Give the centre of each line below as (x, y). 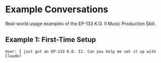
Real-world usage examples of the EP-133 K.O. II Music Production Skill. (81, 24)
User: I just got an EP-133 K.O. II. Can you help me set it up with (81, 51)
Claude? (14, 56)
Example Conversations (57, 9)
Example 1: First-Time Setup (51, 40)
